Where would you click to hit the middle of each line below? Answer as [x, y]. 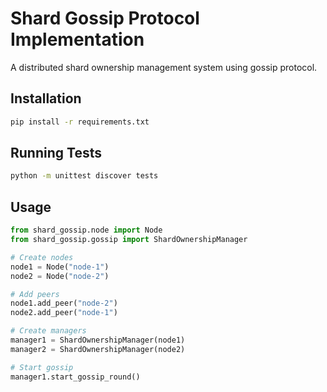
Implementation [77, 39]
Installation [46, 98]
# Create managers [48, 331]
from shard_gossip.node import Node [86, 230]
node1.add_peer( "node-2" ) [64, 303]
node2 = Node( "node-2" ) [60, 276]
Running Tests [56, 153]
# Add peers [35, 294]
